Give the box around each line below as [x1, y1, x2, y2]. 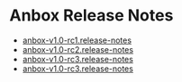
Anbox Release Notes [9, 5, 174, 26]
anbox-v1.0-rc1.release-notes [22, 35, 132, 45]
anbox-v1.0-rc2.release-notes [22, 44, 133, 54]
